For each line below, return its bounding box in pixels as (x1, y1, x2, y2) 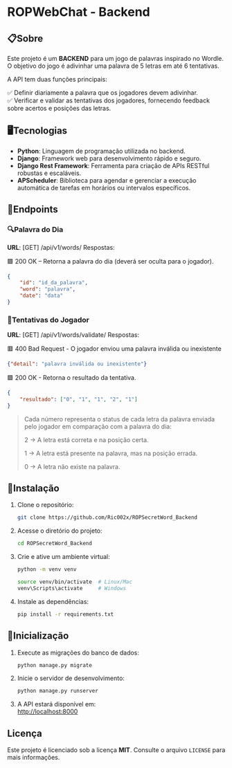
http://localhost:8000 (17, 707, 78, 716)
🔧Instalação (7, 482, 60, 495)
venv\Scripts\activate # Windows (17, 585, 127, 592)
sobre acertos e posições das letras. (7, 104, 111, 112)
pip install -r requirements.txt (17, 610, 114, 618)
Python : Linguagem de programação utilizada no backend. (17, 147, 186, 155)
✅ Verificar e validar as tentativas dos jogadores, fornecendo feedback (7, 96, 210, 104)
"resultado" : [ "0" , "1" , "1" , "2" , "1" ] (19, 396, 138, 403)
